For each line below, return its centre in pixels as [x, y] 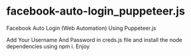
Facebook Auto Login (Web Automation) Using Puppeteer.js [81, 28]
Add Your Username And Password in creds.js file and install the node [95, 40]
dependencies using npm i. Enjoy [48, 46]
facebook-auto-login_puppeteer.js [96, 11]
